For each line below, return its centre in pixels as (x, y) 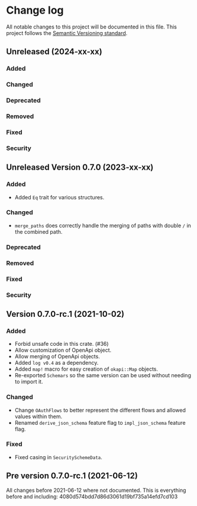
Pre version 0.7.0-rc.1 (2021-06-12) (72, 476)
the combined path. (38, 231)
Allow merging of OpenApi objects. (57, 357)
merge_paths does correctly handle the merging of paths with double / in (103, 225)
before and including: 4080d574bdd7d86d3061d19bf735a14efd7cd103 (92, 497)
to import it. (29, 382)
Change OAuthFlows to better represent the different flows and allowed (100, 410)
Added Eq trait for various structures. (59, 197)
